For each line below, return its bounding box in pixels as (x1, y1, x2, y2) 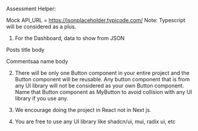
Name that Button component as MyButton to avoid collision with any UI (14, 89, 193, 95)
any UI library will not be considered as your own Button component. (14, 82, 184, 89)
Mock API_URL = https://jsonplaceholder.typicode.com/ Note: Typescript (6, 17, 185, 23)
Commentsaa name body (6, 58, 69, 65)
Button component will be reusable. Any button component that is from (14, 76, 190, 83)
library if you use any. (14, 95, 69, 102)
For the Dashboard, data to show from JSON (14, 35, 125, 41)
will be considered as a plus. (6, 23, 77, 30)
